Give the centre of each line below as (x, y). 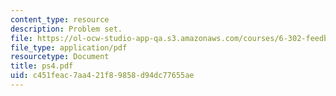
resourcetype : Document (60, 57)
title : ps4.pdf (42, 66)
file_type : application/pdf (69, 47)
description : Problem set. (66, 29)
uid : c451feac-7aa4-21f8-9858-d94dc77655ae (102, 76)
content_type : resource (60, 19)
